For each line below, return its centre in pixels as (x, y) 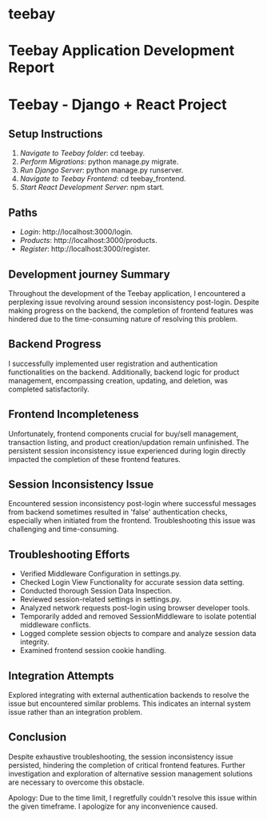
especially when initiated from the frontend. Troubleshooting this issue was (132, 521)
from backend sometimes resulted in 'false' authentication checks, (118, 512)
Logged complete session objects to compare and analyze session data (138, 634)
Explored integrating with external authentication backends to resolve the (129, 695)
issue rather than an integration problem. (75, 712)
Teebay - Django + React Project (118, 104)
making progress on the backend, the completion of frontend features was (131, 310)
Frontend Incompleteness (74, 414)
